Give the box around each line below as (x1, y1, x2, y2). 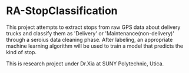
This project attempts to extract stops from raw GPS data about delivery (6, 24, 181, 31)
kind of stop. (6, 48, 37, 55)
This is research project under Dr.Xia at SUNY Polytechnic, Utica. (6, 60, 164, 67)
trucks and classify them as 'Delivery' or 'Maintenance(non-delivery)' (6, 29, 175, 36)
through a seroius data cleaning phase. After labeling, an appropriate (6, 36, 173, 43)
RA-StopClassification (6, 4, 118, 18)
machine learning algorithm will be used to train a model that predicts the (6, 42, 184, 49)
